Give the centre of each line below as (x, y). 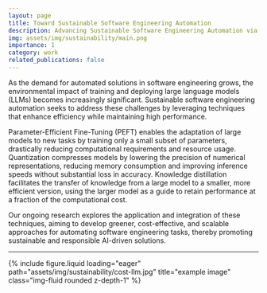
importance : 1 (32, 45)
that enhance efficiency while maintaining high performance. (108, 116)
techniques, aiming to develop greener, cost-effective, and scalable (119, 223)
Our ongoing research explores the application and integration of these (124, 215)
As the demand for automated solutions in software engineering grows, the (131, 82)
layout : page (30, 16)
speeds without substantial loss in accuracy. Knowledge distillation (118, 174)
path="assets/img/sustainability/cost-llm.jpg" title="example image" (120, 272)
